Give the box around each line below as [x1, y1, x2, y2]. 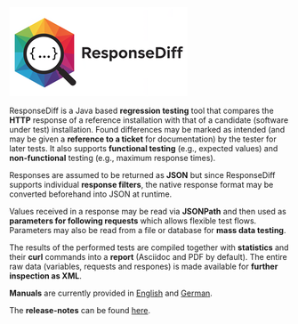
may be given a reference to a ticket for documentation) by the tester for [9, 134, 278, 144]
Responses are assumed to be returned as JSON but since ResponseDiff [9, 170, 276, 180]
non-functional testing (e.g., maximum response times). [9, 153, 216, 163]
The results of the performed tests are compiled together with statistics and [9, 242, 289, 253]
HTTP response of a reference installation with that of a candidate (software [9, 115, 289, 126]
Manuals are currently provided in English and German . [9, 288, 213, 298]
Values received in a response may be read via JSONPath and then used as [9, 207, 286, 216]
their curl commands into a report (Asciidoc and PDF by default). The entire [9, 252, 287, 262]
